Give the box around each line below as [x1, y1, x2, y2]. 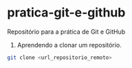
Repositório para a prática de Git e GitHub [7, 27, 126, 36]
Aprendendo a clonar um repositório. [16, 41, 122, 49]
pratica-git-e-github [7, 5, 126, 21]
